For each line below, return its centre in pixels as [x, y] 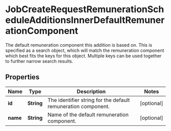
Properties [22, 77]
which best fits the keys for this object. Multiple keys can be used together [83, 56]
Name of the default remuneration [88, 114]
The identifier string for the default [89, 100]
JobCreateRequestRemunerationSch [85, 9]
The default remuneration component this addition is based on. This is [79, 45]
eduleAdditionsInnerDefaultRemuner [85, 20]
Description [91, 91]
